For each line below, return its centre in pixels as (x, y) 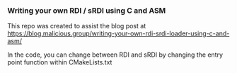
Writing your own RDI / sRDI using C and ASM (87, 11)
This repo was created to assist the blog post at (77, 26)
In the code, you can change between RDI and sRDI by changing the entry (115, 55)
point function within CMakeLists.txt (60, 62)
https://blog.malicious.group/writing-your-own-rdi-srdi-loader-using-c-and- (118, 33)
